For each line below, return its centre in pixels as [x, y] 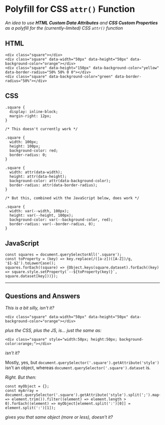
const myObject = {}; [27, 386]
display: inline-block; [34, 112]
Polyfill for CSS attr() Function [70, 9]
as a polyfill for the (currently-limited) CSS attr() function [64, 28]
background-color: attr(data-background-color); [60, 181]
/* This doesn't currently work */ [41, 129]
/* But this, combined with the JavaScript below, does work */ [72, 198]
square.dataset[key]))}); [31, 276]
